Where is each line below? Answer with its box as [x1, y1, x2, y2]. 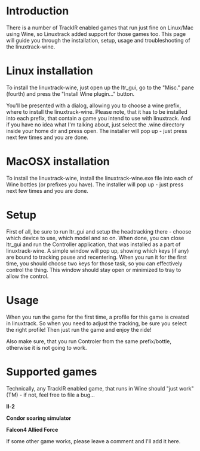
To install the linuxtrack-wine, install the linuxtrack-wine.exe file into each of [6, 174, 193, 181]
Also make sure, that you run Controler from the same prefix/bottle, [6, 337, 172, 345]
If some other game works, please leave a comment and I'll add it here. [6, 437, 181, 444]
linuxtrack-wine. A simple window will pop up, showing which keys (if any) [6, 247, 189, 254]
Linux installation [6, 64, 94, 78]
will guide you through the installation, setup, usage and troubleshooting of [6, 37, 190, 44]
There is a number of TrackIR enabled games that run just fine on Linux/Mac [6, 24, 194, 31]
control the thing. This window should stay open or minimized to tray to [6, 266, 181, 273]
